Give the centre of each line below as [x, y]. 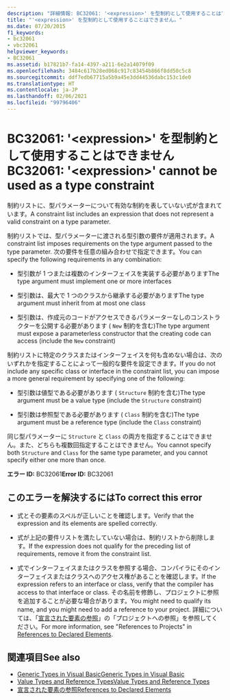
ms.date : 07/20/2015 [37, 26]
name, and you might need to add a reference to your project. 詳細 [111, 609]
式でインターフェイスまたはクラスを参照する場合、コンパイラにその [113, 568]
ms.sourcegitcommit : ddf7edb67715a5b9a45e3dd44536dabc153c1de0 [99, 77]
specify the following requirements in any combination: [85, 259]
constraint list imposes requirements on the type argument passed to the [110, 243]
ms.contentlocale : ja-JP [42, 90]
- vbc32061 [23, 45]
